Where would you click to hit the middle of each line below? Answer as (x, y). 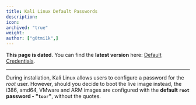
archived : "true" (27, 28)
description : (22, 17)
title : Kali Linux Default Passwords (52, 11)
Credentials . (21, 61)
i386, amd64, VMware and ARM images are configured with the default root (98, 90)
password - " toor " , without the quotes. (53, 96)
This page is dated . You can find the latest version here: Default (84, 55)
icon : (13, 22)
